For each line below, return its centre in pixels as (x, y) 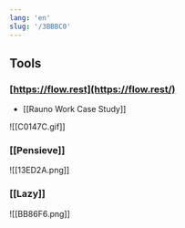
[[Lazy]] (27, 194)
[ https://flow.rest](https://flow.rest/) (92, 89)
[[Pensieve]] (37, 150)
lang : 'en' (30, 18)
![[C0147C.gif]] (37, 127)
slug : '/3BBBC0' (40, 26)
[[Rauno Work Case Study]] (74, 109)
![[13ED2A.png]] (40, 171)
